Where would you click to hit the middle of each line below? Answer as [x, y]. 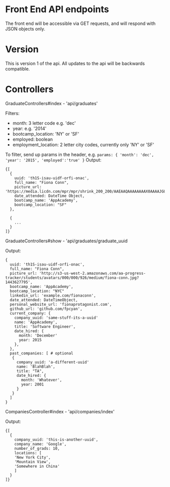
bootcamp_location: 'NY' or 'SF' [46, 134]
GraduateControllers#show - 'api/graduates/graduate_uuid [67, 241]
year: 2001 [32, 384]
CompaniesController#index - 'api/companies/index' [60, 411]
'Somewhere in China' [37, 466]
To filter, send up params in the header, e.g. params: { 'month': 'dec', [80, 154]
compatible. [18, 69]
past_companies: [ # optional [41, 353]
